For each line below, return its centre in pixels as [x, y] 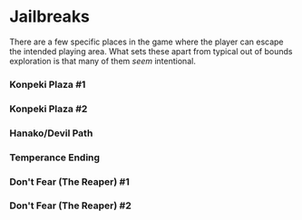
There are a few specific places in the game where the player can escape [146, 42]
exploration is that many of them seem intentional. [103, 61]
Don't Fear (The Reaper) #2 [70, 206]
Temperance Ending [55, 158]
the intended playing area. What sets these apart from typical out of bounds [151, 51]
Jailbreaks [50, 17]
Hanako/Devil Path [51, 133]
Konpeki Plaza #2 [49, 109]
